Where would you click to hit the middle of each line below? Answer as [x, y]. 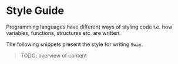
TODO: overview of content [53, 55]
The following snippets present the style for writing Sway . [75, 44]
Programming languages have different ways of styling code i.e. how [89, 27]
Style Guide [35, 11]
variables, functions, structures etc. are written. [63, 33]
